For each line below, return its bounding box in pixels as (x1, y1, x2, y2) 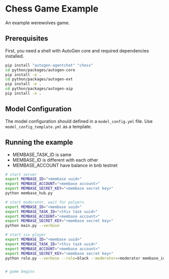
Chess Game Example (5, 3, 99, 15)
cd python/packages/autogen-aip (5, 86, 73, 91)
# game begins (5, 269, 35, 274)
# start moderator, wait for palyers (5, 199, 84, 204)
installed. (5, 53, 24, 59)
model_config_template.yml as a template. (5, 123, 92, 129)
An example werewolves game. (5, 20, 70, 26)
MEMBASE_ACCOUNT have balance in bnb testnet (12, 162, 118, 168)
